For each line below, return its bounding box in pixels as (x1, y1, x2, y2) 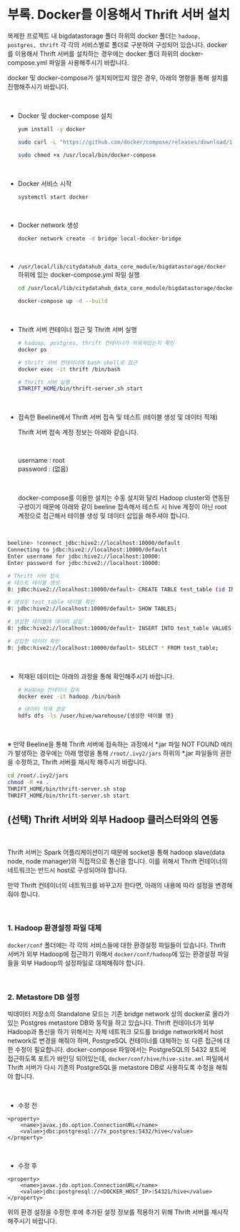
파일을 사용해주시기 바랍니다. (49, 58, 130, 66)
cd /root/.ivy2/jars (7, 772, 69, 779)
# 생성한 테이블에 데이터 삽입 (7, 618, 83, 626)
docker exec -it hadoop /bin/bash (17, 693, 121, 700)
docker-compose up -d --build (17, 298, 109, 305)
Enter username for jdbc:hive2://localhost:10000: (7, 553, 161, 561)
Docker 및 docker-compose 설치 (17, 111, 113, 120)
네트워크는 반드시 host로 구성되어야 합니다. (7, 866, 127, 874)
